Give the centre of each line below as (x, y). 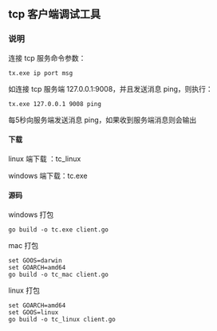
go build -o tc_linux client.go (62, 320)
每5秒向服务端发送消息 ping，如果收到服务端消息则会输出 (103, 120)
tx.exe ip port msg (41, 73)
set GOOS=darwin (35, 261)
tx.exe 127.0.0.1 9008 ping (55, 104)
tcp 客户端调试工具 (55, 14)
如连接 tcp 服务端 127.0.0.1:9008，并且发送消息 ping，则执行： (110, 89)
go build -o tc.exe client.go (59, 230)
